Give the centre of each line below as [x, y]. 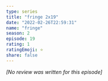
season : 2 [18, 33]
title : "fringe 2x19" [32, 17]
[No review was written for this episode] [54, 72]
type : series [22, 11]
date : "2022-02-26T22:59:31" [41, 22]
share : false [22, 55]
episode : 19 [20, 39]
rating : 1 [18, 45]
